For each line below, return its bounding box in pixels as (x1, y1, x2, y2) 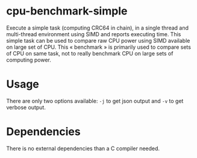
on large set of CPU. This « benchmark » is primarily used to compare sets (6, 43, 192, 51)
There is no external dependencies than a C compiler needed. (6, 145, 160, 152)
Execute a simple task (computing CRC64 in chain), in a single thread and (6, 24, 189, 31)
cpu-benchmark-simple (6, 4, 128, 18)
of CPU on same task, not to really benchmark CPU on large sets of (6, 49, 174, 57)
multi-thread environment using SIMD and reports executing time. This (6, 30, 181, 37)
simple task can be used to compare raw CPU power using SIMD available (6, 37, 190, 44)
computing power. (6, 56, 51, 63)
